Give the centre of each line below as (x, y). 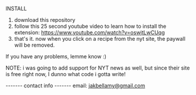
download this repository (45, 20)
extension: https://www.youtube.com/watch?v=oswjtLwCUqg (89, 32)
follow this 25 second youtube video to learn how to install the (90, 26)
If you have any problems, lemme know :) (56, 56)
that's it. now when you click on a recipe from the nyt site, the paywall (99, 39)
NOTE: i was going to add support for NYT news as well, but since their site (98, 68)
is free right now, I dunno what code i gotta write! (66, 74)
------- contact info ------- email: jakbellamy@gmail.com (75, 86)
